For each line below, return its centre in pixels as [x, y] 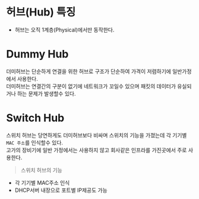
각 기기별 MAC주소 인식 [42, 182]
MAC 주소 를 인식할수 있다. [35, 143]
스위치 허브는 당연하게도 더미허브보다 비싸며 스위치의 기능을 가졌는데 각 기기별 [97, 135]
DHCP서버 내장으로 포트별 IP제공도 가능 [61, 190]
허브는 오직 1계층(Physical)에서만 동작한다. [64, 30]
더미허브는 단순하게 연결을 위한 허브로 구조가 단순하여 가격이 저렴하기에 [89, 71]
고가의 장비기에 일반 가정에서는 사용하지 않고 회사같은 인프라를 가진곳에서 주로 [97, 150]
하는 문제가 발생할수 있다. [46, 93]
